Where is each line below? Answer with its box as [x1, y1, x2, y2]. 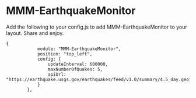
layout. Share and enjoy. [6, 29, 64, 36]
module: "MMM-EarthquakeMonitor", [37, 45, 121, 52]
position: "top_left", [37, 51, 93, 57]
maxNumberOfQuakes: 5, [47, 66, 103, 72]
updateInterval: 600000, [47, 61, 108, 67]
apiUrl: [47, 71, 66, 77]
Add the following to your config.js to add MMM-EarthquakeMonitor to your [6, 23, 188, 30]
